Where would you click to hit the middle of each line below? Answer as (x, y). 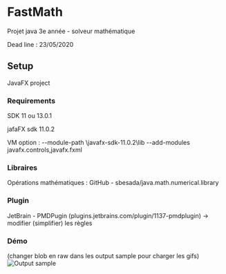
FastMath (35, 12)
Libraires (22, 168)
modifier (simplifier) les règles (50, 223)
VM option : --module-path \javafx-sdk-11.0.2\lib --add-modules (98, 143)
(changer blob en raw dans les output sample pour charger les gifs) (103, 255)
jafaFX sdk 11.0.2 (31, 129)
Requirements (31, 101)
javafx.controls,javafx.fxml (45, 150)
